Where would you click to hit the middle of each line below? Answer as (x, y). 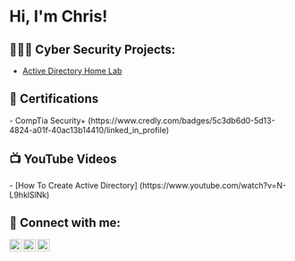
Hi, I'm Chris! (59, 17)
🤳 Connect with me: (65, 223)
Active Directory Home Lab (72, 71)
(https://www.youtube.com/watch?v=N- (213, 185)
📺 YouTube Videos (63, 160)
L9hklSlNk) (29, 195)
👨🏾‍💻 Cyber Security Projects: (93, 50)
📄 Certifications (54, 99)
